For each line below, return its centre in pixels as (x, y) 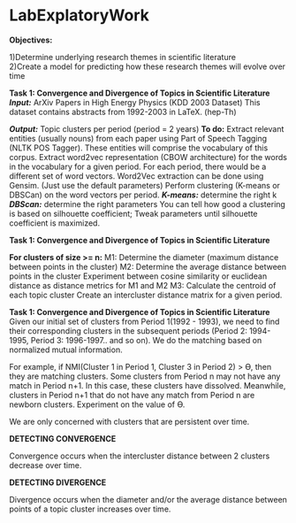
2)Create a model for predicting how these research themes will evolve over (147, 66)
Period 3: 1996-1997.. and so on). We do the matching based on (146, 340)
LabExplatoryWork (80, 15)
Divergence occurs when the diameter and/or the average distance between (148, 499)
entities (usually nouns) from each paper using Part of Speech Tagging (138, 138)
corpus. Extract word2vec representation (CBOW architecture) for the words (148, 157)
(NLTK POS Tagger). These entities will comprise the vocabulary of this (139, 148)
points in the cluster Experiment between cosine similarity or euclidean (138, 276)
